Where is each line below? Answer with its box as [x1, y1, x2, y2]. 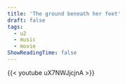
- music [13, 36, 37, 43]
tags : [7, 23, 23, 30]
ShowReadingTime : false [7, 50, 77, 57]
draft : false [7, 17, 46, 24]
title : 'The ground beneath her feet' [7, 10, 121, 17]
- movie [13, 43, 37, 50]
